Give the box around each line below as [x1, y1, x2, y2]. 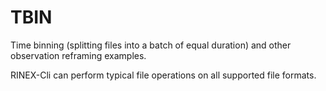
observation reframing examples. [10, 49, 147, 61]
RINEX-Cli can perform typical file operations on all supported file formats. [10, 69, 317, 81]
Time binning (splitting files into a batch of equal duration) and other [10, 39, 292, 51]
